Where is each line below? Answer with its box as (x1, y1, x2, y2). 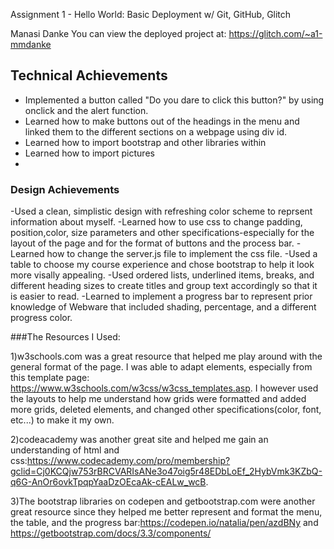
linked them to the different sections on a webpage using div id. (24, 125, 288, 138)
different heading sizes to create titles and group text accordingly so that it (10, 280, 318, 292)
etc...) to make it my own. (10, 414, 115, 426)
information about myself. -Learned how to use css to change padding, (10, 216, 303, 228)
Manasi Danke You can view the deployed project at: (10, 28, 227, 39)
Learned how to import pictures (24, 147, 155, 159)
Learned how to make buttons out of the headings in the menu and (24, 115, 300, 127)
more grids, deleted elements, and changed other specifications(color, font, (10, 404, 322, 416)
